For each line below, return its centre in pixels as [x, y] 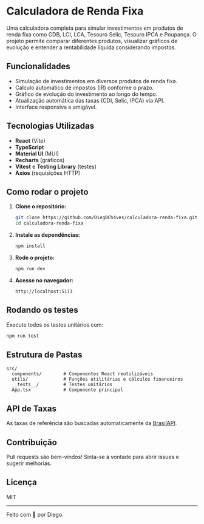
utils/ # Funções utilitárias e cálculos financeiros [97, 379]
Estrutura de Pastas [44, 354]
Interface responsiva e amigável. [56, 107]
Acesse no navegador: [44, 280]
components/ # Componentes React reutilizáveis [83, 374]
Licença [22, 482]
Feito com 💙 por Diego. [35, 514]
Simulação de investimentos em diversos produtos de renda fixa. [96, 81]
